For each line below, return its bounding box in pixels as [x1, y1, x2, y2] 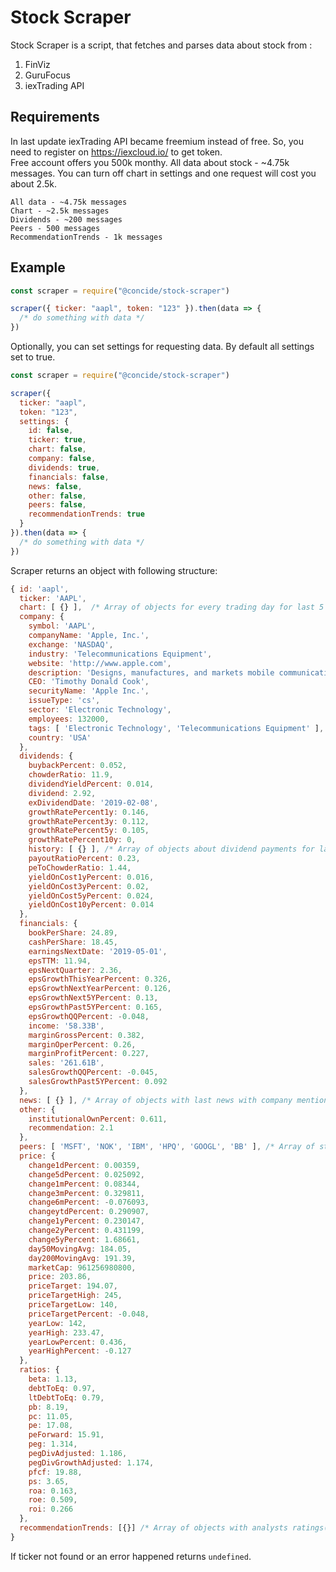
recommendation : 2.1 [28, 1123, 114, 1133]
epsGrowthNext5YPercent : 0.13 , [28, 993, 159, 1003]
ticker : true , [28, 435, 87, 445]
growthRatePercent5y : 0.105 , [28, 826, 150, 836]
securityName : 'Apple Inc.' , [28, 686, 150, 696]
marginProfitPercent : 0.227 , [28, 1049, 150, 1059]
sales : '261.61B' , [28, 1058, 105, 1068]
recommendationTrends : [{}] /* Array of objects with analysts [19, 1523, 288, 1533]
